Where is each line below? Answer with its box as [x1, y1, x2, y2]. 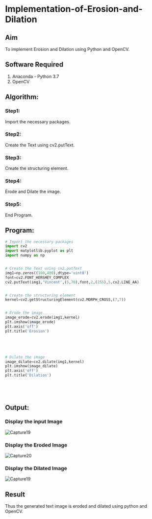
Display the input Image [5, 418, 63, 425]
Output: [5, 403, 29, 412]
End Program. [5, 212, 33, 218]
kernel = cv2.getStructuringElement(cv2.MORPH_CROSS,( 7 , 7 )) [5, 297, 126, 302]
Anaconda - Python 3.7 [12, 73, 59, 79]
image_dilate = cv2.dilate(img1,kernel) [5, 359, 84, 364]
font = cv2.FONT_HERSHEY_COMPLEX [5, 275, 69, 280]
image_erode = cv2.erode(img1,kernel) [5, 315, 80, 320]
